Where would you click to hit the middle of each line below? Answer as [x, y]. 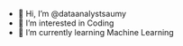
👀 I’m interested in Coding [66, 23]
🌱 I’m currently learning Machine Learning [96, 32]
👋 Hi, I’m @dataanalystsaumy [72, 14]
